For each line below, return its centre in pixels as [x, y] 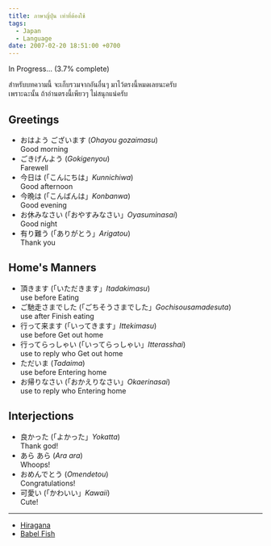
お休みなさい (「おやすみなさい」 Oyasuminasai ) [99, 214]
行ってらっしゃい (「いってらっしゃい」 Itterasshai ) [103, 344]
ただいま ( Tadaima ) [52, 363]
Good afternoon [46, 186]
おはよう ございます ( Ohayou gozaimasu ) [89, 140]
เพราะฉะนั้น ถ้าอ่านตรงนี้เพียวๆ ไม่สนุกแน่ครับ [68, 94]
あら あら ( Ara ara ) [51, 455]
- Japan [29, 31]
